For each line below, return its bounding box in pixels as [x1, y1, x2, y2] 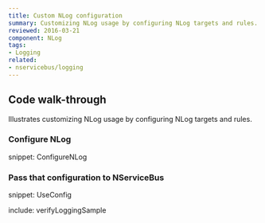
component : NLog [8, 33, 62, 42]
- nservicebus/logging [8, 64, 84, 72]
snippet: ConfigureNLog [8, 152, 88, 162]
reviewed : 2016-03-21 [8, 26, 80, 34]
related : [8, 57, 37, 65]
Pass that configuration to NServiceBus [8, 172, 165, 183]
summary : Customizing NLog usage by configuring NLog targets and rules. [8, 19, 259, 27]
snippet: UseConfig [8, 190, 72, 200]
